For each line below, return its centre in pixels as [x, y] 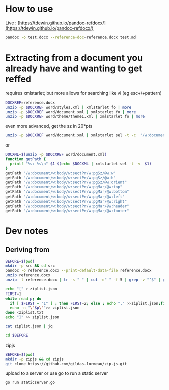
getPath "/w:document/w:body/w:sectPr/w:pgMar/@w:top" [64, 187]
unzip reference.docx [28, 275]
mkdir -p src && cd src [30, 266]
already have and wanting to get [74, 68]
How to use [29, 9]
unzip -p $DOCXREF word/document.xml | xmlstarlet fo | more [71, 112]
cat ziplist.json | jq [29, 326]
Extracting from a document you [74, 58]
